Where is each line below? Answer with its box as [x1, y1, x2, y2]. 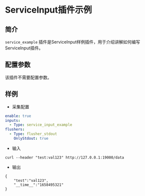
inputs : [5, 118, 21, 123]
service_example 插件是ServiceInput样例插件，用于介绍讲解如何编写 [5, 39, 140, 45]
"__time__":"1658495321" [14, 182, 64, 187]
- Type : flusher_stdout [9, 131, 57, 136]
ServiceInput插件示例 [5, 4, 92, 16]
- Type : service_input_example [9, 122, 72, 128]
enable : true [5, 114, 31, 118]
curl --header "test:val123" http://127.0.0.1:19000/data [5, 155, 124, 160]
